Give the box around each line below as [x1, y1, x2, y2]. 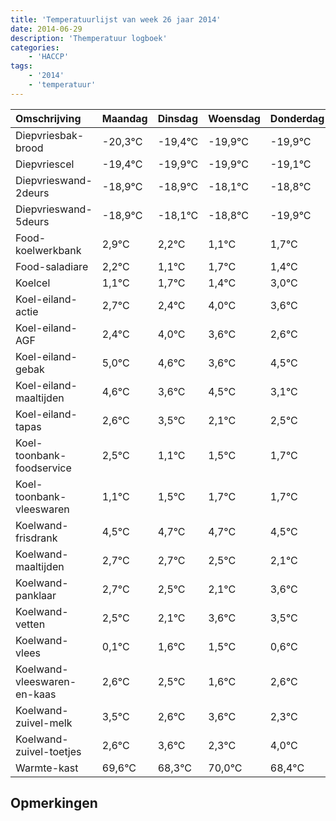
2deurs [15, 186, 50, 200]
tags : [10, 61, 33, 71]
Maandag [101, 111, 148, 125]
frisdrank [15, 531, 58, 545]
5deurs [15, 214, 50, 228]
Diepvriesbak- [15, 128, 85, 142]
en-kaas [15, 687, 57, 701]
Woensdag [208, 111, 261, 125]
